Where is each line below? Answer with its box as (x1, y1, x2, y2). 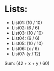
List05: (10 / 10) (11, 40, 43, 46)
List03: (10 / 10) (11, 30, 43, 36)
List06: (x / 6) (11, 46, 40, 51)
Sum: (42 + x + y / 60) (4, 60, 50, 66)
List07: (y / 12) (11, 50, 41, 57)
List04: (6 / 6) (11, 35, 40, 41)
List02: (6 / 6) (11, 24, 40, 30)
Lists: (4, 3, 28, 15)
